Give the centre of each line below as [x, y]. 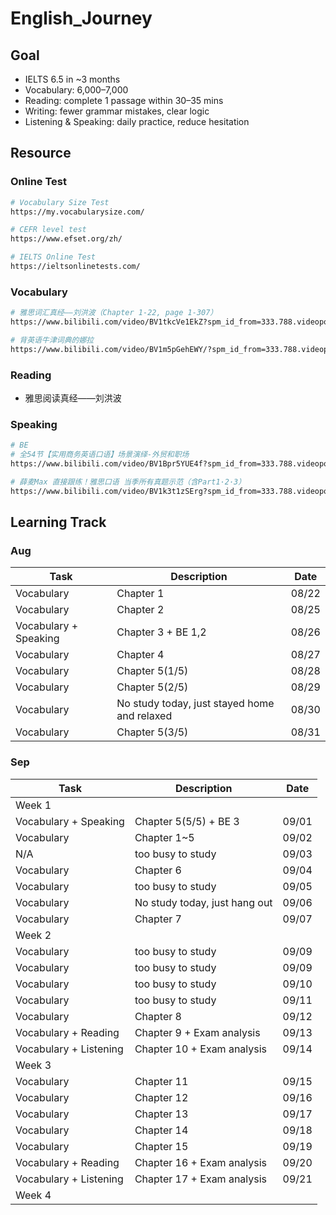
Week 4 [33, 1195]
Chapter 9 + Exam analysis [197, 1032]
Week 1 [33, 805]
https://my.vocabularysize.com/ [77, 212]
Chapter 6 [158, 870]
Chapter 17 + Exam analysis [201, 1179]
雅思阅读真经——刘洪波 [73, 398]
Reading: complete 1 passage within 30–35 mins [124, 100]
